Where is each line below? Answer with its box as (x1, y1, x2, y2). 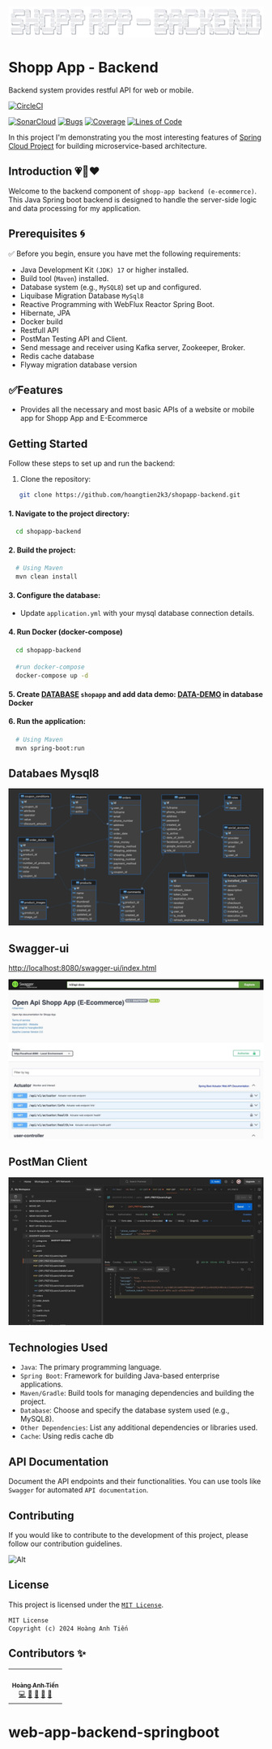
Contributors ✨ (8, 1647, 87, 1660)
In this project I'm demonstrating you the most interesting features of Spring (8, 132, 261, 142)
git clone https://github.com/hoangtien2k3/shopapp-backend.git (19, 491, 241, 500)
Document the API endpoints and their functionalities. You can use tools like (8, 1477, 261, 1487)
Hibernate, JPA (19, 308, 71, 318)
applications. (19, 1379, 63, 1389)
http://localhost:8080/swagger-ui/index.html (8, 963, 157, 972)
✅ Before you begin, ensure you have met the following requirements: (8, 249, 241, 258)
